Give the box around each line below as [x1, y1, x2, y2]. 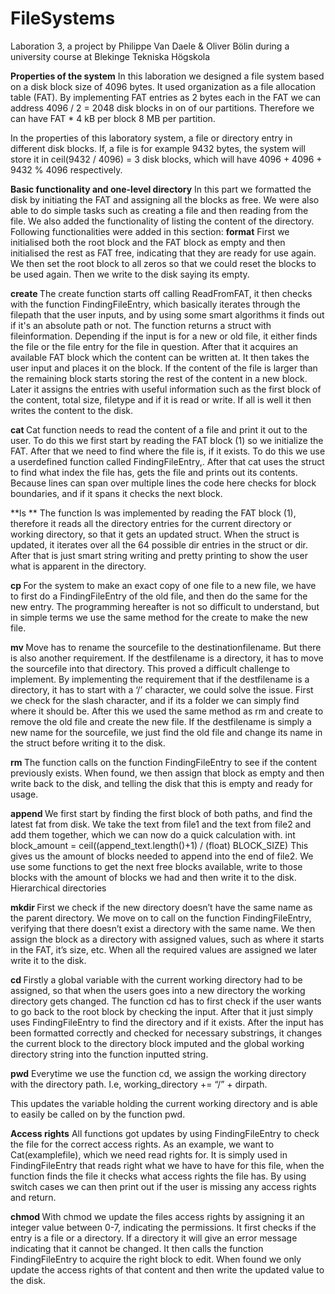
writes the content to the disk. [10, 404, 134, 416]
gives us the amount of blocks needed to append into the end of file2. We [10, 850, 314, 862]
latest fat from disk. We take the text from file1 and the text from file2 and [10, 818, 312, 830]
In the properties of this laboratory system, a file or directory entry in [10, 132, 293, 144]
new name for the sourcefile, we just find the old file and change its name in [10, 726, 323, 738]
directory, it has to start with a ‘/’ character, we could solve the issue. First [10, 683, 314, 696]
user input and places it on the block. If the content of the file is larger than [10, 362, 318, 374]
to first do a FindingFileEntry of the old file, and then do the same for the [10, 590, 308, 602]
